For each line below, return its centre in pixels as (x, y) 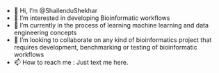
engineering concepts (45, 32)
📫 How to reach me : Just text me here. (71, 62)
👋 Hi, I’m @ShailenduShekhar (56, 11)
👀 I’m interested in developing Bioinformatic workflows (92, 18)
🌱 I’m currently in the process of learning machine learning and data (111, 25)
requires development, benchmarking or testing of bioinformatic (105, 47)
